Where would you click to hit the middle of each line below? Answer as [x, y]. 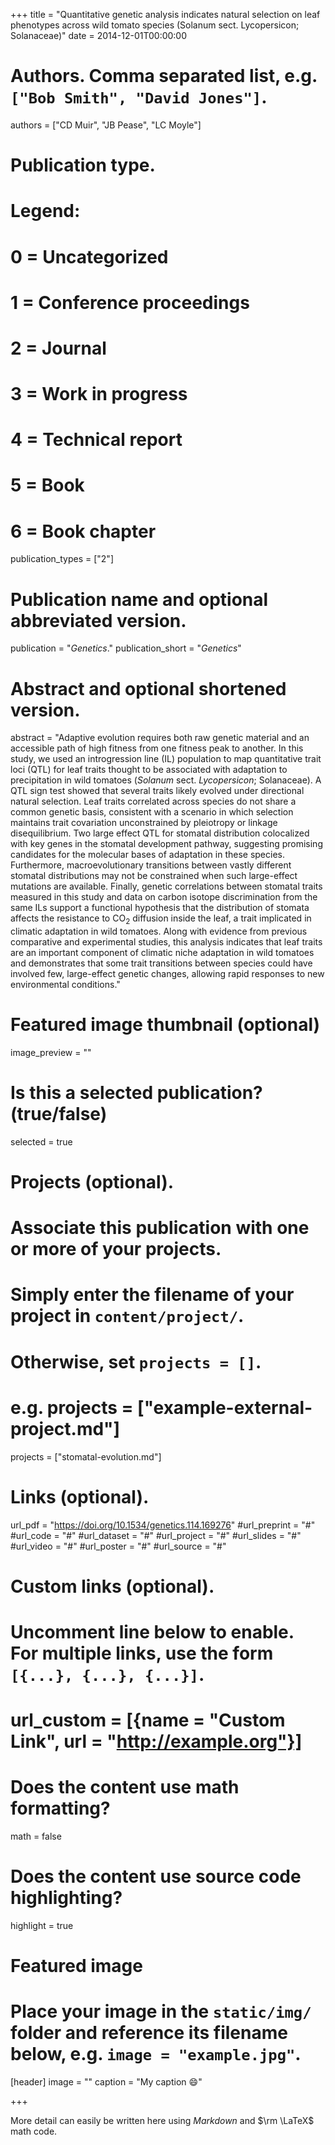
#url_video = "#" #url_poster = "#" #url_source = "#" [118, 1546]
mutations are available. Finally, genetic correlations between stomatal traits [166, 886]
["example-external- [225, 1407]
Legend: [45, 211]
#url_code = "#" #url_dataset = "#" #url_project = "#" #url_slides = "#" [156, 1535]
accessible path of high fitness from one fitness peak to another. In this [157, 748]
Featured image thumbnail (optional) [165, 1025]
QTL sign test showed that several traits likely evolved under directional [157, 791]
